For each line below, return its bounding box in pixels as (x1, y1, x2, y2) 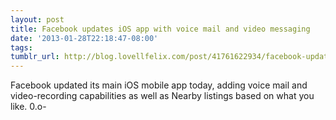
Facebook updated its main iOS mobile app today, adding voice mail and (10, 79, 308, 91)
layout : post (10, 14, 65, 25)
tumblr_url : (10, 52, 60, 62)
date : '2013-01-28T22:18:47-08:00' (10, 33, 159, 43)
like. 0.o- (10, 101, 47, 113)
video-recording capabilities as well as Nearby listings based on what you (10, 90, 315, 102)
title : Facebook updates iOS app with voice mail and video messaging (10, 24, 311, 34)
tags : (10, 42, 33, 53)
